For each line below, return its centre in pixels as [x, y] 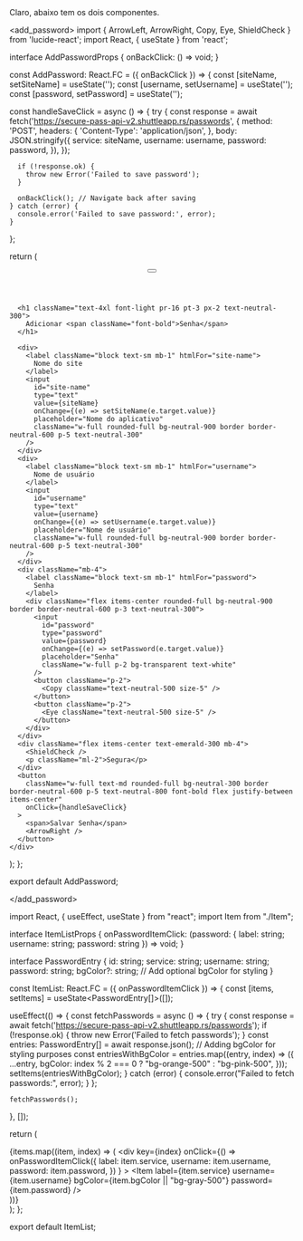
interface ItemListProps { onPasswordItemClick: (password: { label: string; [147, 934]
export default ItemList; [53, 1227]
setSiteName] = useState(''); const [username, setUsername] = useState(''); [151, 84]
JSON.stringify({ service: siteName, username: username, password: [138, 140]
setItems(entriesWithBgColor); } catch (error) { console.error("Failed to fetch [152, 1073]
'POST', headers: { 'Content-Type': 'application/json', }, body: [123, 130]
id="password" [68, 625]
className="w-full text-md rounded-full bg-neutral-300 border [147, 784]
